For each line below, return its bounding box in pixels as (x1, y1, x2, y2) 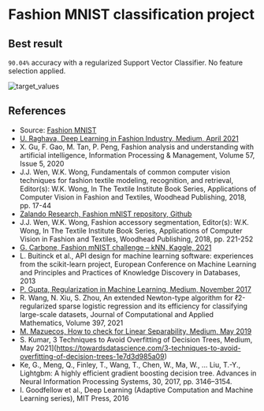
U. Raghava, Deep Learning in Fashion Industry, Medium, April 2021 (19, 133, 239, 143)
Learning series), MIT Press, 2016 (19, 393, 129, 403)
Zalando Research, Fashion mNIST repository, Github (19, 209, 192, 219)
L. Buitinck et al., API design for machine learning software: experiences (19, 251, 254, 260)
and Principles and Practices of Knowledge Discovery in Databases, (19, 267, 240, 277)
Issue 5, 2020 (19, 159, 65, 168)
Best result (8, 37, 63, 50)
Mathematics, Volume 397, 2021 (19, 318, 124, 327)
